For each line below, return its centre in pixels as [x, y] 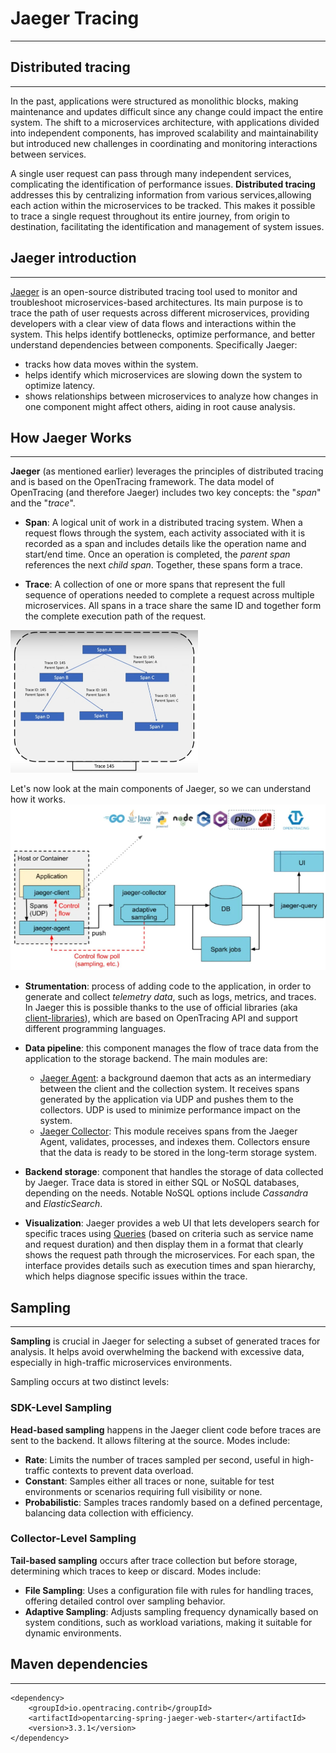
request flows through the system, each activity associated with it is [165, 533]
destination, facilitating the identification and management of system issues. [167, 226]
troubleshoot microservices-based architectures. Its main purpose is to [156, 302]
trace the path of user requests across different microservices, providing [160, 313]
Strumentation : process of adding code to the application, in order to [168, 986]
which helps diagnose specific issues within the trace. [136, 1276]
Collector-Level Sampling [73, 1539]
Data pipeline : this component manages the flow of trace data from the [171, 1048]
